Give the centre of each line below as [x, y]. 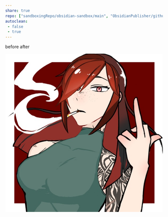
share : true [17, 11]
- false [15, 27]
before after [17, 47]
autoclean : [16, 21]
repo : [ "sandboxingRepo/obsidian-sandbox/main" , [57, 16]
